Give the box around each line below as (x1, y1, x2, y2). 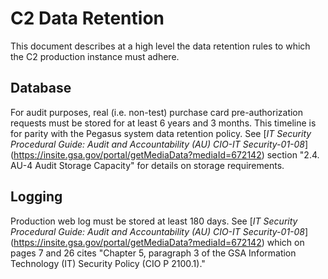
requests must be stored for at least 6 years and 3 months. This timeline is (10, 117, 317, 129)
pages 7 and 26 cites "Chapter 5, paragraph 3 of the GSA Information (10, 247, 297, 259)
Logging (10, 188, 63, 206)
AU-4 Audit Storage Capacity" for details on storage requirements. (10, 159, 285, 171)
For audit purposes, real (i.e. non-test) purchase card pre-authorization (10, 106, 304, 118)
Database (10, 80, 72, 97)
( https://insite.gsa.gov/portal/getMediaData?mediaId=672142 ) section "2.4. (10, 148, 320, 161)
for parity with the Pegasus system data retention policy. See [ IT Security (10, 127, 312, 139)
